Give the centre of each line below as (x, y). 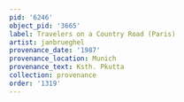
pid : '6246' (31, 17)
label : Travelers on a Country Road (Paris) (92, 34)
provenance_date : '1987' (55, 51)
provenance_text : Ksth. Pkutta (67, 67)
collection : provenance (53, 75)
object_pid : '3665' (45, 26)
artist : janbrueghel (47, 42)
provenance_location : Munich (63, 59)
